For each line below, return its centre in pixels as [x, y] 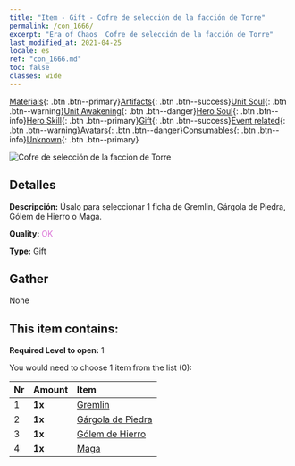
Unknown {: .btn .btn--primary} [83, 139]
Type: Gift [28, 251]
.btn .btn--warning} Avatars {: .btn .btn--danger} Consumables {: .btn [133, 130]
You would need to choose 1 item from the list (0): [101, 367]
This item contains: [64, 328]
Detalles [33, 185]
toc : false [29, 68]
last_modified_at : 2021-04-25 [66, 43]
